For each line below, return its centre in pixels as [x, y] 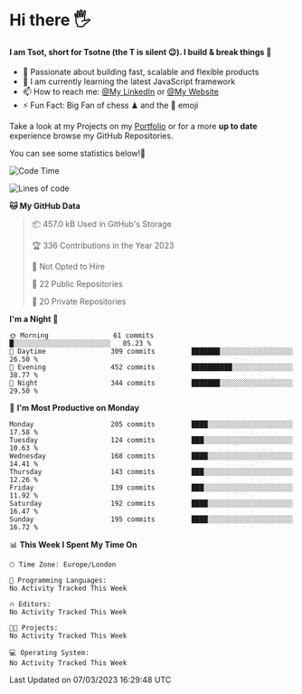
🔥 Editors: [30, 604]
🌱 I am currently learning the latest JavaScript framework [129, 81]
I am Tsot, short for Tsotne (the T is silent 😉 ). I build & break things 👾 [141, 52]
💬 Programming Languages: [58, 581]
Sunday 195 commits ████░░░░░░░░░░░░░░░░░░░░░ [151, 519]
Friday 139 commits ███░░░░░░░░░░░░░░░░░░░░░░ [151, 488]
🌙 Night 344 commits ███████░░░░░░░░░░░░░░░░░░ [151, 384]
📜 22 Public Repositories [77, 284]
